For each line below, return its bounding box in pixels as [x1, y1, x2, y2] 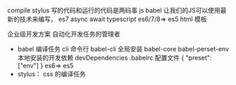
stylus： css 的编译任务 [17, 70, 86, 78]
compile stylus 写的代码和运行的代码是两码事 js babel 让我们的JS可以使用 [7, 6, 221, 14]
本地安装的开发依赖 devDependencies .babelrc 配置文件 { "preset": [17, 53, 212, 62]
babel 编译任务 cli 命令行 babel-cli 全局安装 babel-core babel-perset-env [17, 45, 230, 53]
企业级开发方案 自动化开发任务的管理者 [7, 30, 120, 38]
